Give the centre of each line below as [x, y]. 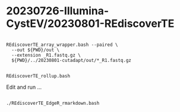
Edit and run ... [24, 87]
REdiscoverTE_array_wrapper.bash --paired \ [62, 45]
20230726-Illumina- [58, 11]
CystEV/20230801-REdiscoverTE [90, 24]
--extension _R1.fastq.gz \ [46, 55]
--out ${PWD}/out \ [36, 50]
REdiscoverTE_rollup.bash [38, 76]
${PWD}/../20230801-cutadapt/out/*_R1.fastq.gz [72, 60]
